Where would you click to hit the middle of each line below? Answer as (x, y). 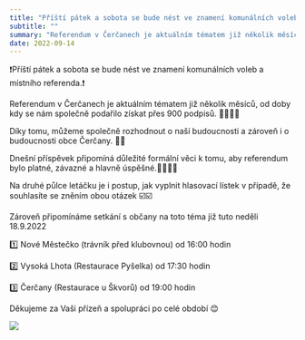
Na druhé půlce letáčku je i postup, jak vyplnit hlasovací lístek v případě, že (150, 186)
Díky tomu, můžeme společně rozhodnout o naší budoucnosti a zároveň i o (149, 131)
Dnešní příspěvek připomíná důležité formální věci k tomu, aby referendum (149, 159)
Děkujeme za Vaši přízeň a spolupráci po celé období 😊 (114, 308)
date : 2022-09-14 (42, 43)
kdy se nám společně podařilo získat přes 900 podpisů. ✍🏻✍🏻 (125, 113)
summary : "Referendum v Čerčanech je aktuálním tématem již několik (142, 34)
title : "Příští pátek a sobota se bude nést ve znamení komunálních (142, 18)
